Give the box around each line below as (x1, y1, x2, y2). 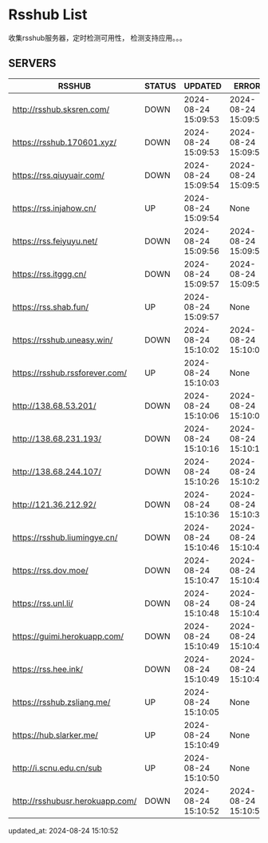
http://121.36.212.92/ (12, 499, 97, 510)
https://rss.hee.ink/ (12, 663, 84, 675)
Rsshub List (8, 6, 88, 24)
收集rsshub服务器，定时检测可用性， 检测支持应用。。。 (8, 33, 187, 42)
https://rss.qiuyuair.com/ (12, 169, 105, 180)
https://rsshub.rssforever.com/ (12, 367, 128, 378)
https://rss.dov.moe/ (12, 564, 89, 576)
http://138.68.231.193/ (12, 433, 102, 444)
